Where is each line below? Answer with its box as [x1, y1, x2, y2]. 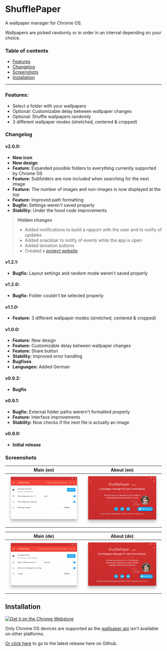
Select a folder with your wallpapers [12, 103, 86, 109]
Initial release [12, 442, 41, 448]
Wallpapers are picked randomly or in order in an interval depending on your [5, 29, 162, 35]
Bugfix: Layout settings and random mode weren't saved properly [12, 270, 148, 276]
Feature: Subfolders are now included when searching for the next [12, 176, 149, 182]
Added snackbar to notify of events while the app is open [24, 237, 143, 243]
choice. [5, 35, 21, 41]
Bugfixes [12, 359, 32, 365]
